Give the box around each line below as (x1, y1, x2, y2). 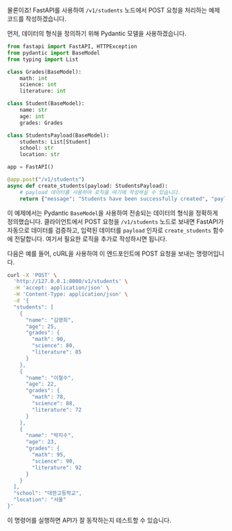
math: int (19, 75, 48, 81)
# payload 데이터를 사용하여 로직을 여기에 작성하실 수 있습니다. (19, 189, 181, 195)
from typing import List (7, 56, 79, 63)
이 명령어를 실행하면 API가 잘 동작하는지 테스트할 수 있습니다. (7, 516, 171, 524)
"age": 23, (25, 438, 57, 445)
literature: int (19, 88, 67, 95)
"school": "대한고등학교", (13, 490, 83, 497)
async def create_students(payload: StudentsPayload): (7, 182, 168, 189)
